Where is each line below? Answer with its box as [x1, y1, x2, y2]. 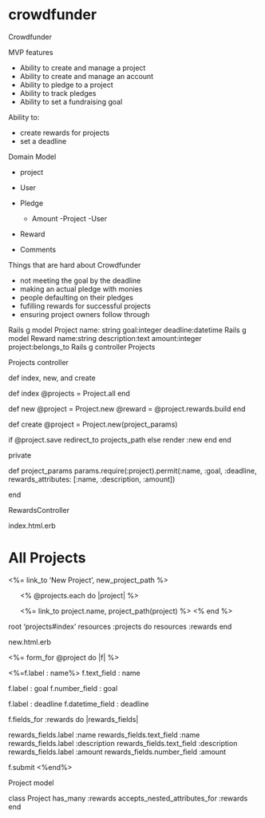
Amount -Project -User [31, 213, 108, 223]
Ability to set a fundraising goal [19, 97, 123, 106]
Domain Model [8, 152, 57, 161]
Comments [19, 244, 57, 254]
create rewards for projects [19, 128, 110, 137]
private [8, 450, 32, 460]
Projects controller [8, 357, 69, 367]
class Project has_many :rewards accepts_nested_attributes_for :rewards [8, 793, 248, 803]
